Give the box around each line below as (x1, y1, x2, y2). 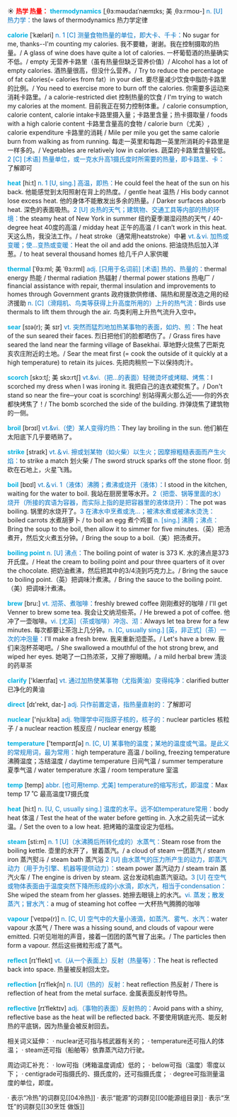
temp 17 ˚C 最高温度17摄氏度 (7, 790, 90, 798)
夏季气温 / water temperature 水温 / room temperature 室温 (7, 765, 179, 774)
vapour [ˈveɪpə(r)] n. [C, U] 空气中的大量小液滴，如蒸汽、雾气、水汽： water (7, 914, 228, 923)
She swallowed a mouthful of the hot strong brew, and (60, 644, 219, 651)
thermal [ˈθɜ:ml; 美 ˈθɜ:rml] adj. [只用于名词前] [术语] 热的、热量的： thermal (7, 265, 227, 273)
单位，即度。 (19, 1079, 57, 1087)
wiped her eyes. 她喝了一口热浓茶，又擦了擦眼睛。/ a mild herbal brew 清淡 (7, 652, 227, 661)
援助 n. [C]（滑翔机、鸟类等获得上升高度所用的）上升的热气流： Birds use (13, 299, 226, 307)
